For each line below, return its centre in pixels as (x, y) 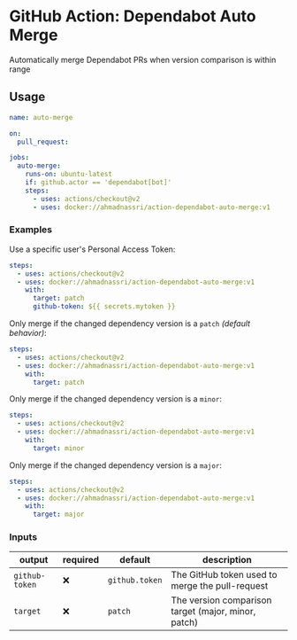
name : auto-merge (41, 117)
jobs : (19, 158)
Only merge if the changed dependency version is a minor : (116, 399)
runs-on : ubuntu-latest (69, 175)
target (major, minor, (213, 612)
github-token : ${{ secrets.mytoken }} (104, 307)
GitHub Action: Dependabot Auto (133, 16)
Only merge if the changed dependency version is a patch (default (129, 324)
